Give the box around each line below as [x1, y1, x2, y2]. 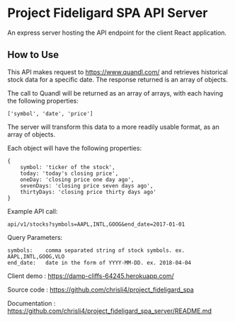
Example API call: [7, 207, 58, 215]
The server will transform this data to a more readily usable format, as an [7, 122, 219, 131]
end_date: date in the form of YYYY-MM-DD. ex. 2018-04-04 [7, 259, 192, 266]
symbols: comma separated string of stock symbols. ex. [7, 246, 185, 254]
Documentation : [7, 299, 56, 307]
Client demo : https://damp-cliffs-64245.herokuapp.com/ [7, 271, 175, 280]
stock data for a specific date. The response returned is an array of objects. [7, 75, 228, 84]
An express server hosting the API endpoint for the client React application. [7, 28, 227, 37]
